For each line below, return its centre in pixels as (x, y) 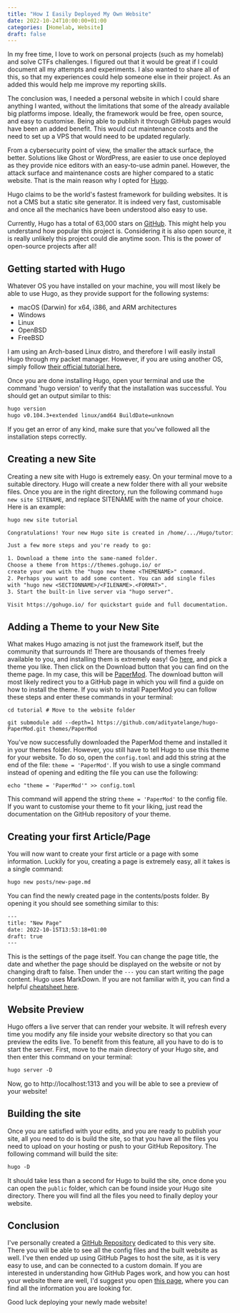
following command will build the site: (63, 1154)
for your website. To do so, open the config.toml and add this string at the (117, 757)
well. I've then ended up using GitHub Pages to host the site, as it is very (114, 1258)
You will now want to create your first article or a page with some (103, 854)
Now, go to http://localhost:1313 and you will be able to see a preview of (113, 1084)
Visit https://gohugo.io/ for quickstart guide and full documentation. (118, 604)
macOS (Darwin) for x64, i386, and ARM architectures (97, 307)
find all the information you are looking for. (70, 1288)
